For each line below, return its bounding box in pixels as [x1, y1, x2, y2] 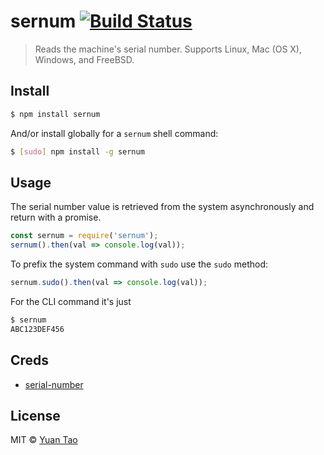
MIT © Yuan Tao [10, 434, 78, 446]
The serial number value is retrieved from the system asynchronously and [10, 201, 315, 213]
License [10, 407, 61, 424]
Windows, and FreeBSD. [34, 53, 135, 65]
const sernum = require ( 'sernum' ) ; [10, 231, 159, 241]
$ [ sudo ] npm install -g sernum [10, 146, 145, 157]
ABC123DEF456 [10, 324, 65, 334]
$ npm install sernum [10, 109, 101, 119]
